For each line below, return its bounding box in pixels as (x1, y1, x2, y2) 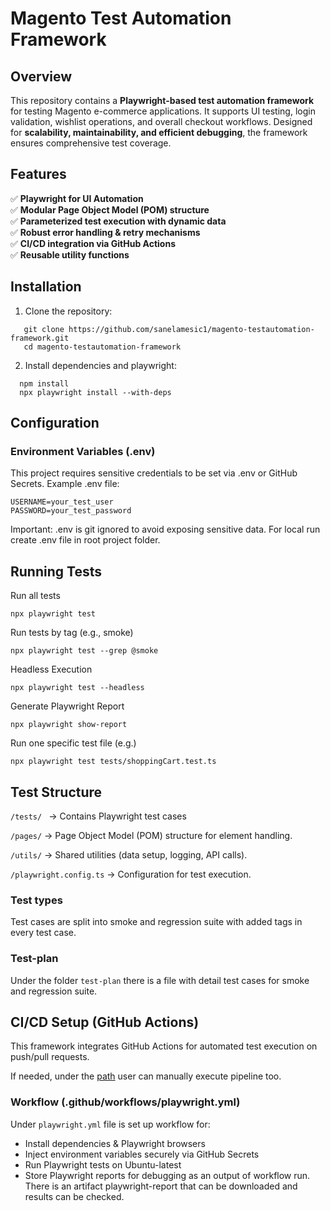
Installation (10, 278, 82, 296)
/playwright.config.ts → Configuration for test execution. (10, 868, 252, 880)
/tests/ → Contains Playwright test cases (10, 810, 187, 822)
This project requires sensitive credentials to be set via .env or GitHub (10, 467, 298, 479)
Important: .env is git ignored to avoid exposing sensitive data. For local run (10, 523, 321, 536)
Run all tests (10, 590, 61, 602)
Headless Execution (10, 663, 93, 676)
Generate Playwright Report (10, 700, 125, 712)
